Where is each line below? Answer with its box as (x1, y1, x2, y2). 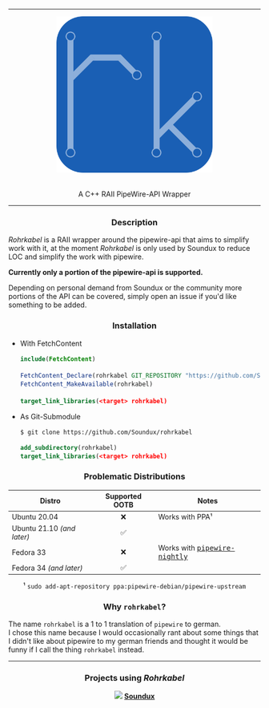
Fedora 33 (11, 547, 46, 557)
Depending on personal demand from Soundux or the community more (8, 283, 243, 293)
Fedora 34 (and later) (11, 563, 83, 572)
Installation (111, 320, 158, 331)
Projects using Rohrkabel (84, 672, 185, 683)
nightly (158, 552, 188, 561)
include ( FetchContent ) (19, 354, 96, 363)
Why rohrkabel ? (102, 601, 167, 612)
